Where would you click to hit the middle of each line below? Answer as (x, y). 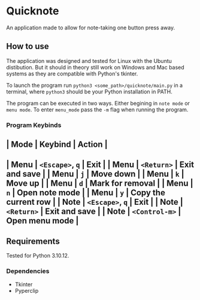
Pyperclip (27, 290)
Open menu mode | (43, 221)
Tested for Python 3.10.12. (38, 256)
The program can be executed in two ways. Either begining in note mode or (98, 103)
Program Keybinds (34, 125)
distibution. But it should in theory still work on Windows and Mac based (95, 67)
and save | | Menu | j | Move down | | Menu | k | (95, 174)
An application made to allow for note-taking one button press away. (91, 28)
